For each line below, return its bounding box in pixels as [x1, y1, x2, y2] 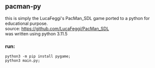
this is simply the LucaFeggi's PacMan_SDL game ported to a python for [5, 15, 150, 21]
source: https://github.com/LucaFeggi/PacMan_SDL [5, 25, 109, 32]
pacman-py [5, 2, 41, 11]
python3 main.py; [5, 58, 40, 63]
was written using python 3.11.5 [5, 31, 68, 36]
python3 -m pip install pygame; [5, 54, 71, 59]
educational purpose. [5, 20, 48, 26]
